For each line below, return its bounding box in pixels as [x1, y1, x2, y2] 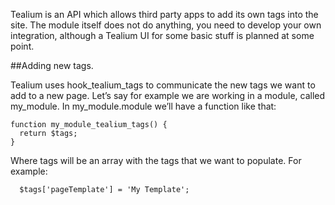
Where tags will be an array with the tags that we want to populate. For [10, 155, 302, 166]
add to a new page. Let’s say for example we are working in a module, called [10, 90, 326, 101]
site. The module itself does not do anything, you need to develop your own [10, 19, 322, 31]
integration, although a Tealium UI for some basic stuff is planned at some [10, 30, 315, 41]
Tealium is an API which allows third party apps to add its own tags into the [10, 9, 319, 20]
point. [10, 40, 35, 52]
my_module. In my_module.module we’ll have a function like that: [10, 100, 277, 112]
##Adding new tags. [10, 60, 94, 71]
